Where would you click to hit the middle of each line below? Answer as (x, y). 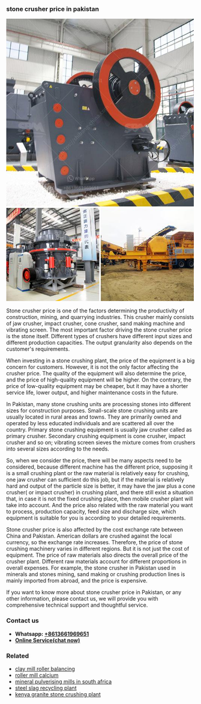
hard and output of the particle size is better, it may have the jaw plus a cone (101, 486)
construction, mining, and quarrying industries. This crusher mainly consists (100, 317)
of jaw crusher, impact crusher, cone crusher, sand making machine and (95, 324)
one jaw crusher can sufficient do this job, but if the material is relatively (95, 480)
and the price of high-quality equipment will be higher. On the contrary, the (99, 380)
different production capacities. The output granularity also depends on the (99, 343)
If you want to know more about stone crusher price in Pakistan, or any (94, 592)
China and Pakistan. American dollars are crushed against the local (89, 536)
